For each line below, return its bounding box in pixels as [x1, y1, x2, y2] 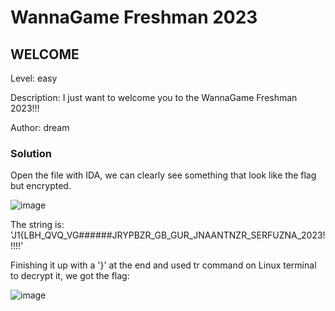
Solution [10, 146, 53, 160]
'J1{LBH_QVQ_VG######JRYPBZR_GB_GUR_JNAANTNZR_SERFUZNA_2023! [10, 229, 326, 241]
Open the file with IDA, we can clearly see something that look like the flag [10, 169, 317, 181]
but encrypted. [10, 180, 72, 192]
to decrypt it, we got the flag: [10, 270, 130, 282]
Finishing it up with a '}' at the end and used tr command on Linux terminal [10, 259, 317, 271]
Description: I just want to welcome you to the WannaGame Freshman [10, 92, 298, 103]
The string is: [10, 219, 65, 231]
